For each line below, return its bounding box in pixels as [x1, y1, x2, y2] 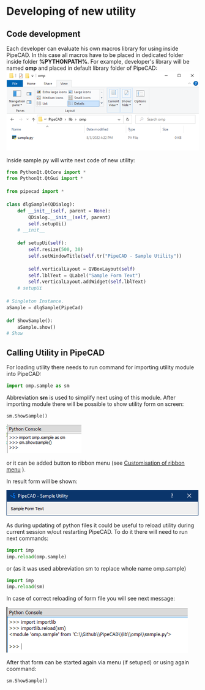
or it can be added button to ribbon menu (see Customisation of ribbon [6, 459, 185, 467]
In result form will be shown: [6, 478, 78, 485]
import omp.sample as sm [6, 383, 70, 389]
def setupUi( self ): [17, 240, 67, 246]
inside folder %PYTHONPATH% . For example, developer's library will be [6, 58, 190, 65]
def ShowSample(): [6, 317, 53, 324]
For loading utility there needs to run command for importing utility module [6, 364, 195, 371]
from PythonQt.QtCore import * [6, 169, 86, 175]
